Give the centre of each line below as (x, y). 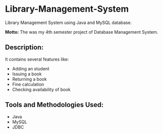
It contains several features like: (37, 59)
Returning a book (30, 79)
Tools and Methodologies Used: (54, 105)
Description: (24, 47)
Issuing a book (27, 74)
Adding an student (31, 68)
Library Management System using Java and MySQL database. (68, 22)
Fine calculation (28, 84)
